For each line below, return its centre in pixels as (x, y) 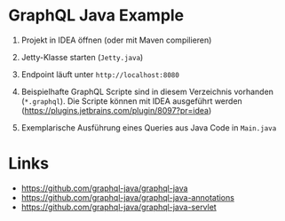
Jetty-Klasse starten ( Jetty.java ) (82, 57)
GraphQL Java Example (96, 16)
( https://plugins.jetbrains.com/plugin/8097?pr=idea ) (116, 110)
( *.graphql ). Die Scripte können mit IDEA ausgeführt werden (132, 101)
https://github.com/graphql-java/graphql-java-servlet (119, 207)
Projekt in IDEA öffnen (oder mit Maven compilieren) (116, 40)
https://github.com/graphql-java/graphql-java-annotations (127, 197)
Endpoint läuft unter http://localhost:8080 (100, 74)
